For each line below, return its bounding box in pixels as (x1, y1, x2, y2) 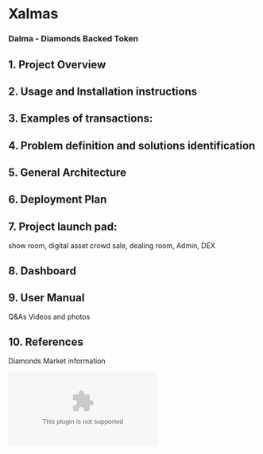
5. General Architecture (8, 166, 127, 180)
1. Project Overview (8, 57, 106, 72)
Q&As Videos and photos (8, 312, 91, 322)
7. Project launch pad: (8, 219, 118, 233)
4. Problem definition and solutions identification (8, 138, 256, 152)
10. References (8, 335, 83, 348)
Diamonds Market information (8, 356, 106, 366)
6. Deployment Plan (8, 192, 107, 207)
